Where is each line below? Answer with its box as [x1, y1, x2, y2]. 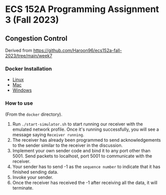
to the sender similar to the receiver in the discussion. [12, 142, 123, 148]
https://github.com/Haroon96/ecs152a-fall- [33, 48, 122, 53]
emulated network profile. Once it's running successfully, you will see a [12, 126, 160, 132]
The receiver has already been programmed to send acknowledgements [12, 137, 161, 143]
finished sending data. [12, 169, 58, 175]
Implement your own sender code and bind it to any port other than [12, 147, 151, 153]
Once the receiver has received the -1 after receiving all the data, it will [12, 179, 158, 185]
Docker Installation [5, 65, 52, 72]
